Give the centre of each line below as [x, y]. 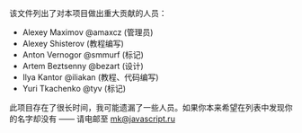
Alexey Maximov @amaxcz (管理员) [88, 32]
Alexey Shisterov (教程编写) [73, 44]
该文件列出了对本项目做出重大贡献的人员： [88, 13]
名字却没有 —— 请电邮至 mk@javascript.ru [96, 119]
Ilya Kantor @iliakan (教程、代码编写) [90, 77]
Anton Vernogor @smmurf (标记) [83, 55]
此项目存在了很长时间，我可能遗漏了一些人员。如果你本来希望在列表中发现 [147, 107]
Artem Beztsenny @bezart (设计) [83, 66]
